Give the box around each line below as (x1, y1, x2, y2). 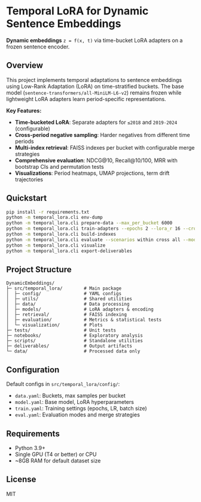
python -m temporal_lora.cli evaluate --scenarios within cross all (6, 236, 181, 243)
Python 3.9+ (14, 445, 46, 451)
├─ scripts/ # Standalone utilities (6, 338, 144, 344)
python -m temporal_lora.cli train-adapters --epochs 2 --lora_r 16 (6, 226, 181, 232)
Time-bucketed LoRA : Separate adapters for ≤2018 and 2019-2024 (14, 118, 178, 126)
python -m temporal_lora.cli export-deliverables (6, 248, 133, 254)
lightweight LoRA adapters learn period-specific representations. (6, 95, 166, 102)
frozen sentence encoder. (6, 43, 70, 50)
